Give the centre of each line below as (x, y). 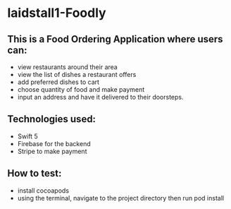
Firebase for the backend (54, 143)
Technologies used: (52, 119)
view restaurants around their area (67, 67)
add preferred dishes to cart (58, 82)
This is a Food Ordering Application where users (115, 39)
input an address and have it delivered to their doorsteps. (100, 97)
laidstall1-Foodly (57, 13)
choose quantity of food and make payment (81, 89)
